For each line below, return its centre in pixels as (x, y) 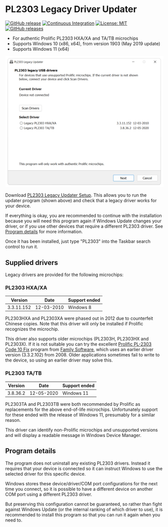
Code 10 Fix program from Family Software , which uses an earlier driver (79, 349)
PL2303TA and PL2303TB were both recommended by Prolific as (73, 404)
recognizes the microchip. (32, 329)
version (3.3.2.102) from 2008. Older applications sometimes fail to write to (82, 355)
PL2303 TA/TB (24, 373)
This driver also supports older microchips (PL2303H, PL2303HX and (77, 339)
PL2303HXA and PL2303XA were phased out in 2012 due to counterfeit (79, 318)
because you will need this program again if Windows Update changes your (83, 221)
